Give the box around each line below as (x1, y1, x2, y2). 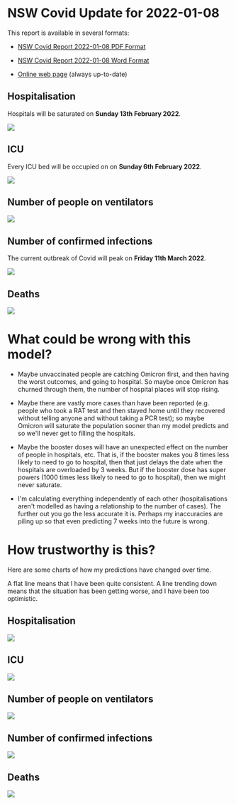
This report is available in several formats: (7, 28, 130, 37)
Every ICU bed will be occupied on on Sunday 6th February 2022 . (7, 162, 202, 171)
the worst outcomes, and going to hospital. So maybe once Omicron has (17, 377, 229, 385)
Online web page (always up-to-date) (17, 70, 128, 78)
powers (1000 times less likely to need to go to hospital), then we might (17, 473, 226, 481)
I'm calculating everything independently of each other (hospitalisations (17, 494, 228, 503)
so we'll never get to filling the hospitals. (17, 429, 136, 437)
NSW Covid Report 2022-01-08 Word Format (17, 55, 150, 65)
